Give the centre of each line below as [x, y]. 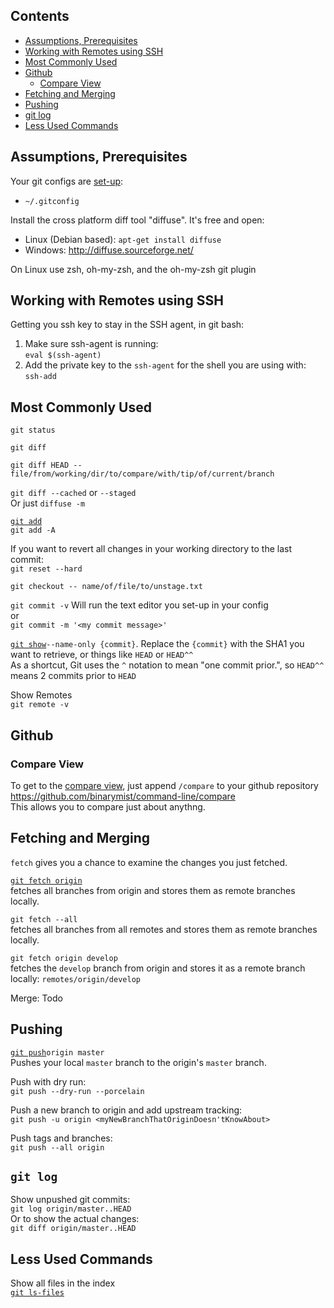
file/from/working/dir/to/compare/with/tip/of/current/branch [142, 474]
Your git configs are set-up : [67, 181]
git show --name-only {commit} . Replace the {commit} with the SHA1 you [157, 644]
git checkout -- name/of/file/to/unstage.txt [106, 587]
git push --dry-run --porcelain [77, 1091]
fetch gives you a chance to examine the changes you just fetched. [149, 862]
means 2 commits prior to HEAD [73, 676]
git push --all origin [57, 1147]
